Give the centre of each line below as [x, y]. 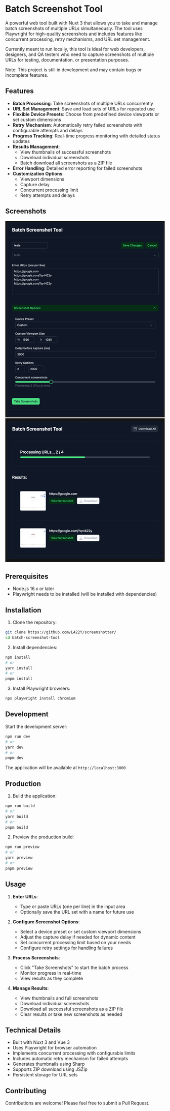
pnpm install [19, 679]
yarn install [19, 668]
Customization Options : [38, 173]
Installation [23, 610]
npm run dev [18, 736]
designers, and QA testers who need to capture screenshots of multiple [80, 54]
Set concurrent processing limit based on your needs [76, 942]
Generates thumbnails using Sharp [49, 1064]
